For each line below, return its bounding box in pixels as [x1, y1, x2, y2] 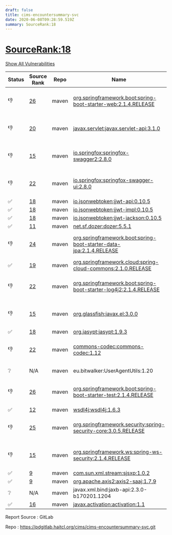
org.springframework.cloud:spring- [73, 259, 159, 266]
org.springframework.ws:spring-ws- [73, 449, 163, 456]
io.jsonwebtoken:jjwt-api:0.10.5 [73, 198, 150, 205]
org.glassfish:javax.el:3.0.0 [73, 310, 138, 318]
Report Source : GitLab [5, 514, 54, 520]
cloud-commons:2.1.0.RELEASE [73, 265, 152, 272]
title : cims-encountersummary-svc [5, 12, 79, 17]
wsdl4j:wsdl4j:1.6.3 [73, 406, 121, 413]
